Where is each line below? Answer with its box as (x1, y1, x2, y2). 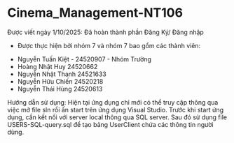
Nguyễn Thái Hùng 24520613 (17, 84, 103, 93)
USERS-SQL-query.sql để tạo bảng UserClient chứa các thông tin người (7, 120, 214, 128)
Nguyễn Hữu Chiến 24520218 (17, 77, 104, 85)
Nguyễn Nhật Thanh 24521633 (17, 70, 106, 78)
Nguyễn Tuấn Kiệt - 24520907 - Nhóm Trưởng (17, 54, 152, 63)
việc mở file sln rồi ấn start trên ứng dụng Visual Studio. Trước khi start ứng (7, 105, 224, 114)
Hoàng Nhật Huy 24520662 (17, 62, 98, 70)
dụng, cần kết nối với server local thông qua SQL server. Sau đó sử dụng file (7, 113, 228, 121)
